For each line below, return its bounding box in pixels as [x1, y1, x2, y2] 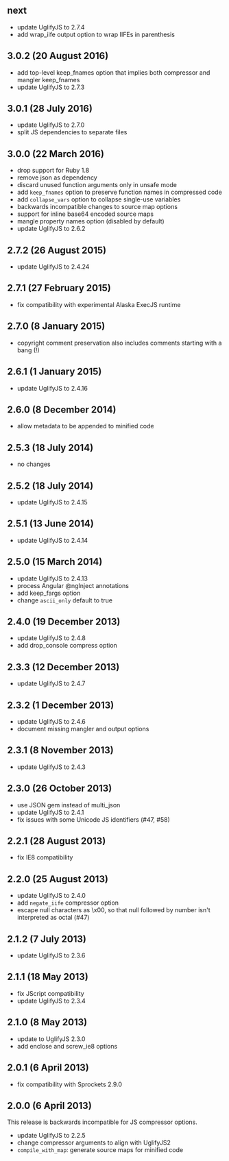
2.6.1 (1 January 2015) [7, 366, 102, 378]
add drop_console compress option [16, 641, 118, 650]
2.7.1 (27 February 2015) [7, 282, 111, 294]
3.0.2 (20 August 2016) [7, 50, 109, 62]
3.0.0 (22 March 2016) [7, 148, 105, 160]
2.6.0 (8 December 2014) [7, 404, 117, 415]
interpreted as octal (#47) [16, 914, 90, 922]
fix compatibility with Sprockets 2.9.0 [16, 1080, 122, 1088]
